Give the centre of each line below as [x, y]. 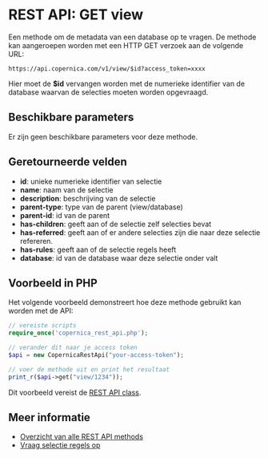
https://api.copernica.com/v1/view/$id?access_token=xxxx [107, 69]
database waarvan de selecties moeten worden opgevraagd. [108, 92]
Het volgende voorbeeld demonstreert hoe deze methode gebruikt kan [125, 302]
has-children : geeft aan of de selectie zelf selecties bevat [116, 224]
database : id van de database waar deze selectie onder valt [119, 257]
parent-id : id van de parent [65, 215]
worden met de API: [41, 311]
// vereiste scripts [43, 326]
